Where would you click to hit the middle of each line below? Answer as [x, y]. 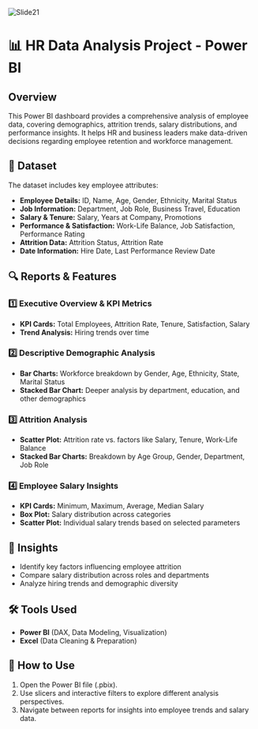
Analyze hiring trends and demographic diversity [99, 584]
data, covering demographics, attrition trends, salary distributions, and [123, 124]
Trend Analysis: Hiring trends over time [84, 332]
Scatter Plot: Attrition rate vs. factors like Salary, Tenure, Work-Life [129, 440]
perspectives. [42, 701]
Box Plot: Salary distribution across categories [95, 515]
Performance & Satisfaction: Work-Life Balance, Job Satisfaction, [127, 225]
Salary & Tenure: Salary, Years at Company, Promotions [110, 217]
